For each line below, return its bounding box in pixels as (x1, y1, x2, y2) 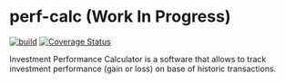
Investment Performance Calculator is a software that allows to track (9, 53, 267, 64)
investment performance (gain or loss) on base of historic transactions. (9, 63, 277, 74)
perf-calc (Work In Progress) (9, 6, 231, 27)
